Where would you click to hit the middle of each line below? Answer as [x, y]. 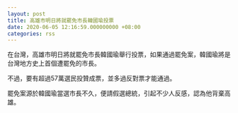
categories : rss [31, 34]
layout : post [27, 14]
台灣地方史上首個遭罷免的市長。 [54, 64]
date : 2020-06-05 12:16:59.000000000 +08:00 [74, 27]
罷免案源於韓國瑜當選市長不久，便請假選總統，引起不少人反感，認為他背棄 [116, 93]
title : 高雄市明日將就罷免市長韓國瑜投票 [61, 20]
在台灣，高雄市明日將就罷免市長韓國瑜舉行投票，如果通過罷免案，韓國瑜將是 [119, 54]
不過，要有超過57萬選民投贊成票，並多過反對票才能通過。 [92, 78]
